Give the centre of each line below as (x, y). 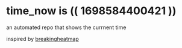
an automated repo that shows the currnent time (66, 27)
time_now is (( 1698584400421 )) (91, 11)
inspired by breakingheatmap (43, 39)
